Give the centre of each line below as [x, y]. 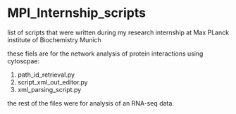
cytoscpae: [24, 61]
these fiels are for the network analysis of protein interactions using [105, 53]
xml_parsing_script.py [49, 89]
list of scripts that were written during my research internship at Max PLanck [118, 32]
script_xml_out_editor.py [52, 82]
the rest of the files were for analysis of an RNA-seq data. [91, 103]
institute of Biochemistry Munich [55, 39]
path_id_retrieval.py [46, 75]
